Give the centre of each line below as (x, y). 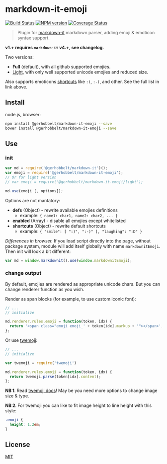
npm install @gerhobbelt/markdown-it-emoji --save (59, 123)
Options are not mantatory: (33, 200)
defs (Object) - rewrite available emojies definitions (65, 210)
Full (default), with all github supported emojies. (61, 67)
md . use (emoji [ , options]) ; (34, 191)
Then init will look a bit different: (38, 251)
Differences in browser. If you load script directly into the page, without (78, 241)
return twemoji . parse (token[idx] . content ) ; (55, 377)
